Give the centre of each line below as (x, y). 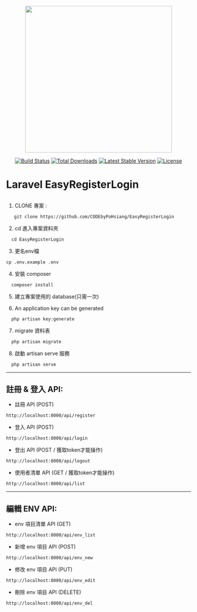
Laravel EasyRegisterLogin (72, 185)
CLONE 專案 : (31, 205)
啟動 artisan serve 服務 (42, 353)
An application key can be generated (59, 308)
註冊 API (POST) (34, 404)
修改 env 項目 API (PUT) (43, 570)
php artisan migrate (36, 341)
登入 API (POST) (34, 427)
